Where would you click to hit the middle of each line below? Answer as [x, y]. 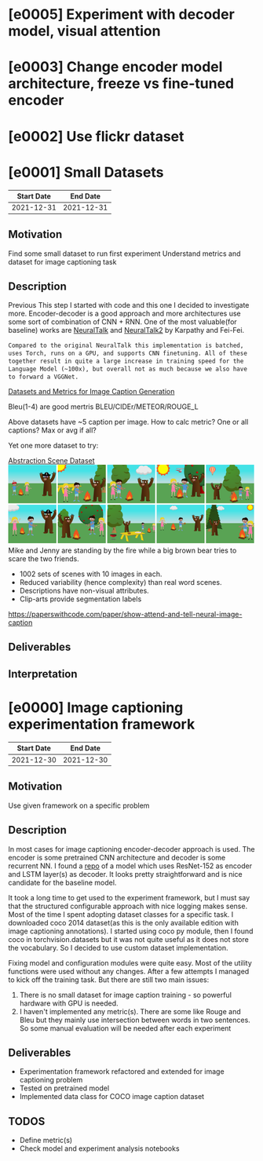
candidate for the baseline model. [62, 882]
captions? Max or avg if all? [52, 430]
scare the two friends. [44, 559]
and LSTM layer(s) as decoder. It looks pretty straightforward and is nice [126, 874]
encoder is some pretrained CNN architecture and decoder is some [117, 857]
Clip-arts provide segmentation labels [80, 599]
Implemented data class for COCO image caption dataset [112, 1097]
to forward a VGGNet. [44, 377]
